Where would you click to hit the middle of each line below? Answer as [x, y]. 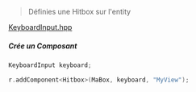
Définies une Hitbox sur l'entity [79, 12]
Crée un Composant [43, 46]
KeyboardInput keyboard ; [50, 65]
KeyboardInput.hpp [40, 27]
